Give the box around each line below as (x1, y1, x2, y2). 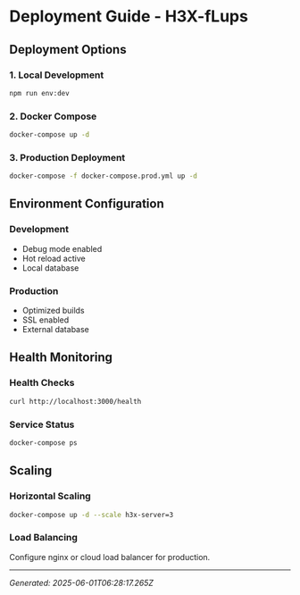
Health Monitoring (9, 350, 113, 365)
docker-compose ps (9, 438, 78, 448)
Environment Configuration (9, 197, 164, 212)
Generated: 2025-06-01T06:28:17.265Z (9, 577, 154, 588)
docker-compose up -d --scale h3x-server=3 (9, 510, 174, 519)
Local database (21, 262, 79, 273)
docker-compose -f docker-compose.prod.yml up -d (9, 172, 198, 180)
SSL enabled (21, 314, 70, 325)
